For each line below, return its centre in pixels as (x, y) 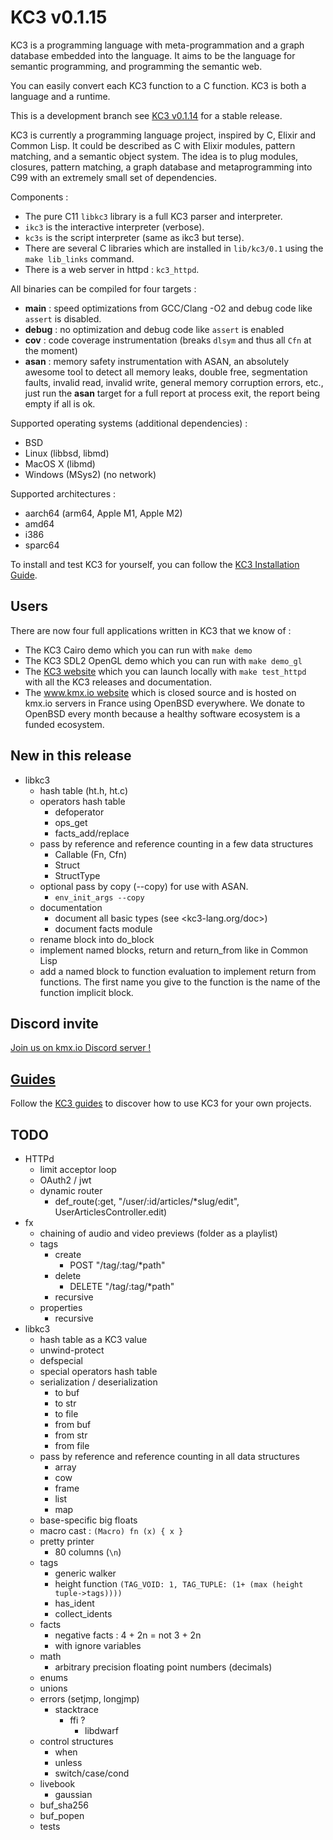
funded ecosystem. (64, 724)
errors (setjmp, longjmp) (89, 1699)
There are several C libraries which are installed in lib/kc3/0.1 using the (174, 248)
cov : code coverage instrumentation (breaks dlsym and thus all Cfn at (168, 340)
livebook (57, 1784)
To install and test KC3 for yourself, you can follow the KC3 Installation (155, 564)
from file (72, 1445)
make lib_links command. (79, 258)
